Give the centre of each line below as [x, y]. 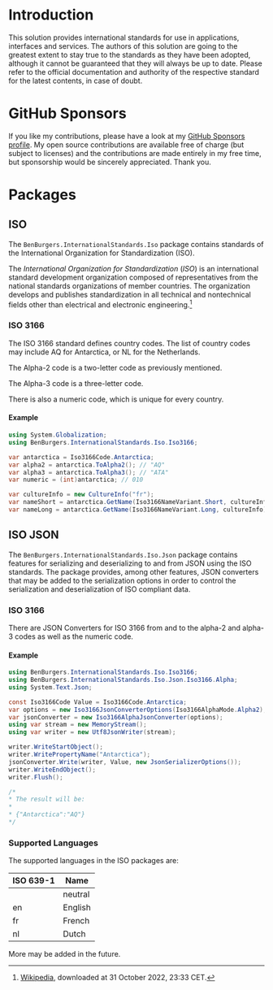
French [76, 921]
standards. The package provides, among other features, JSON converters [134, 571]
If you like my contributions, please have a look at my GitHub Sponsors [127, 136]
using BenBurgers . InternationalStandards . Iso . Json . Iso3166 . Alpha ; [123, 680]
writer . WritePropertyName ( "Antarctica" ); [80, 755]
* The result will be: [47, 799]
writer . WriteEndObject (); [52, 770]
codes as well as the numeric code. [74, 636]
